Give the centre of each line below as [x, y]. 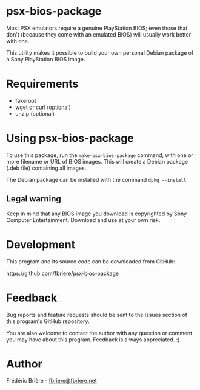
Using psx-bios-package [70, 138]
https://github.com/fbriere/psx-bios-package [63, 273]
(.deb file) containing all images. [46, 168]
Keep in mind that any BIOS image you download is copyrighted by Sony [96, 214]
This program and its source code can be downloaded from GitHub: [91, 261]
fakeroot [25, 100]
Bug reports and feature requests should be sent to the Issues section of [97, 315]
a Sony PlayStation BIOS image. [46, 59]
